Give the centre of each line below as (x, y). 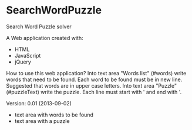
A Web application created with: (45, 38)
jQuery (23, 62)
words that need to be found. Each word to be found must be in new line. (94, 79)
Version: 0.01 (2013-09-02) (39, 103)
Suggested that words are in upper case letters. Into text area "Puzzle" (92, 85)
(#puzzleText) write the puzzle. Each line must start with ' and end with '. (94, 92)
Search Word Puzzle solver (39, 26)
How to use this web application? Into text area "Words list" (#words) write (96, 73)
